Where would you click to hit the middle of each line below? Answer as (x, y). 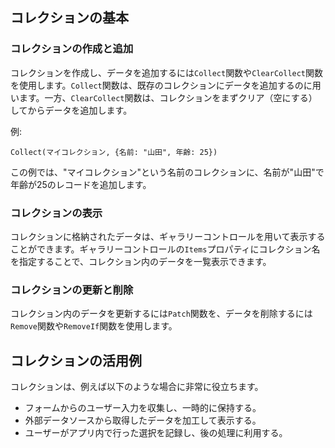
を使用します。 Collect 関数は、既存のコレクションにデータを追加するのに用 (166, 85)
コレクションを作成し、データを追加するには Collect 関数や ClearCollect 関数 (167, 72)
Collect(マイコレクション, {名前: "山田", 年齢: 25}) (114, 152)
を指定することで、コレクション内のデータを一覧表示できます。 (141, 261)
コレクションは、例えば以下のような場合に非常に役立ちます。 (137, 387)
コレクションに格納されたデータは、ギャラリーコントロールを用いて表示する (168, 236)
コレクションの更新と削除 (72, 290)
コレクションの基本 (69, 18)
